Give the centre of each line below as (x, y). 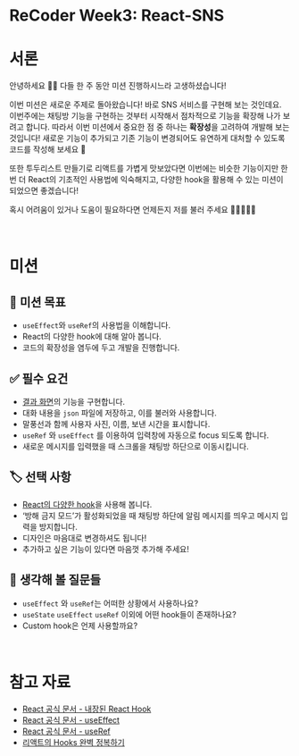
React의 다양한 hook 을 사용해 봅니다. (87, 504)
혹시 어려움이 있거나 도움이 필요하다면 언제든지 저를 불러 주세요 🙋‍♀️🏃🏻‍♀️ (133, 210)
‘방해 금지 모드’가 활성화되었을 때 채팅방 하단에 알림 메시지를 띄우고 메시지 (150, 516)
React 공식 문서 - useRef (66, 731)
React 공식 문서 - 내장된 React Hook (87, 709)
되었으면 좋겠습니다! (44, 191)
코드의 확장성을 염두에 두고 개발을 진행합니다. (101, 348)
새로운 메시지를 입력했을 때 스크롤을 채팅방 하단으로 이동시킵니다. (135, 446)
